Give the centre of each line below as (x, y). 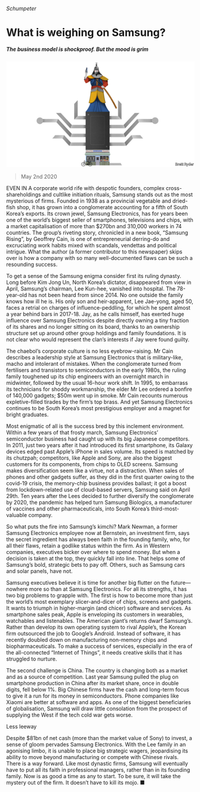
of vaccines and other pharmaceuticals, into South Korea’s (78, 509)
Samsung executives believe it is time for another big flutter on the (88, 583)
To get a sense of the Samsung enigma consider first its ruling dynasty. (94, 276)
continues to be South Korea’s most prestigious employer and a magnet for (98, 408)
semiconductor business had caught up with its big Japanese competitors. (98, 439)
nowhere (17, 589)
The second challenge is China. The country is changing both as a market (97, 671)
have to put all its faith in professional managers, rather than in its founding (98, 770)
